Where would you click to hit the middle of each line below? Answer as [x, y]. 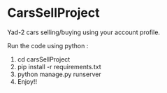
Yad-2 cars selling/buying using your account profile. [84, 32]
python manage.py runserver [59, 74]
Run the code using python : [48, 45]
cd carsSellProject [44, 59]
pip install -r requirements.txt [59, 66]
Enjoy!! [27, 81]
